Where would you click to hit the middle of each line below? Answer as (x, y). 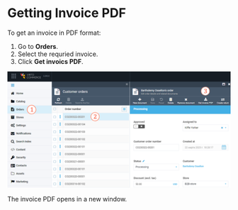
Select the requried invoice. (58, 54)
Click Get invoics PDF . (50, 61)
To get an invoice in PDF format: (54, 33)
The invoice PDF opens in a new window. (67, 199)
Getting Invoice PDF (67, 13)
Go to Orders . (38, 46)
